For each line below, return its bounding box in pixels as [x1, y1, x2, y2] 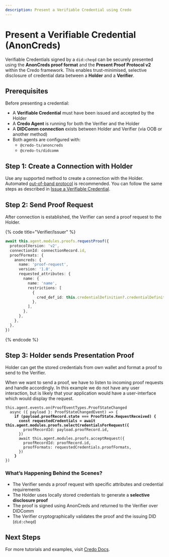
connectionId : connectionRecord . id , [10, 248, 87, 253]
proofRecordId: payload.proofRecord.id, [23, 427, 109, 432]
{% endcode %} [5, 336, 39, 342]
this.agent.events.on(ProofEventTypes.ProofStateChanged [5, 405, 127, 410]
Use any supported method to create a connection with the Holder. [5, 175, 144, 181]
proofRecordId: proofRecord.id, [23, 440, 92, 445]
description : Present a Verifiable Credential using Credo [5, 7, 132, 13]
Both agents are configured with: [12, 137, 81, 143]
